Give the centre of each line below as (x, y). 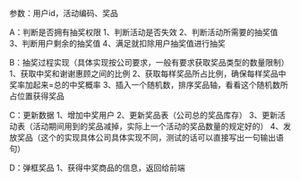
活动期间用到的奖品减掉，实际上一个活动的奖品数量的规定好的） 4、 (158, 126)
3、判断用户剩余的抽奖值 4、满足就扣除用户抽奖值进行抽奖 (117, 43)
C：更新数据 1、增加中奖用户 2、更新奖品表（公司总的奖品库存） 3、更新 (143, 115)
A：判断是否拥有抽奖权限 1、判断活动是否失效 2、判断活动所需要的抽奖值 (144, 32)
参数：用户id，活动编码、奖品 (64, 13)
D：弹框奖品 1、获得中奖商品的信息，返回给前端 (97, 168)
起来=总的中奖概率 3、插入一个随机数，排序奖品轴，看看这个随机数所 (160, 85)
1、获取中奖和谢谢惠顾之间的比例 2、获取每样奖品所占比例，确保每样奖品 (144, 73)
